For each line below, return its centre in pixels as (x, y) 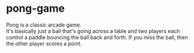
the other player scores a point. (44, 44)
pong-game (36, 9)
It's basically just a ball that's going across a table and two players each (93, 31)
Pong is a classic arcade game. (44, 25)
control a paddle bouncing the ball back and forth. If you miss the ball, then (97, 37)
